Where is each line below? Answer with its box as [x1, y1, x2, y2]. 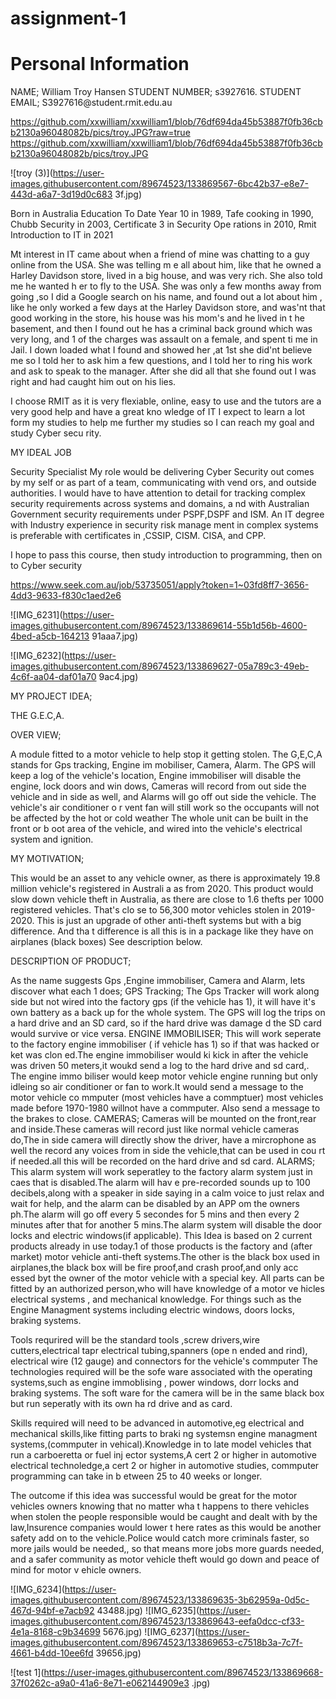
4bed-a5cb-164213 [10, 630, 90, 642]
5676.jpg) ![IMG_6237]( [102, 1626, 199, 1638]
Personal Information [10, 53, 190, 76]
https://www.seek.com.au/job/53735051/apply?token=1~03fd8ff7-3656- [10, 579, 310, 591]
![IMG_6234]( [10, 1583, 65, 1596]
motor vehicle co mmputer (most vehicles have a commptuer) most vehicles [10, 1092, 324, 1104]
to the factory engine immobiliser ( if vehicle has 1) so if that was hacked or [10, 1038, 320, 1051]
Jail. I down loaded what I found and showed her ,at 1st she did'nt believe [10, 344, 313, 356]
